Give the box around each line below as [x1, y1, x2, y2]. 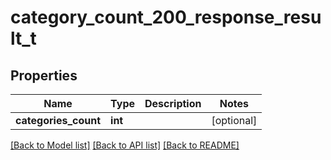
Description [144, 97, 202, 110]
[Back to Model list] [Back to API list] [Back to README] [10, 139, 240, 151]
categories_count [15, 114, 102, 127]
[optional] [211, 114, 258, 127]
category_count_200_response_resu [10, 6, 322, 29]
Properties [10, 67, 78, 84]
